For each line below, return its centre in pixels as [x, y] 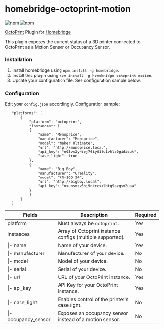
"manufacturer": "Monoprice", [68, 139]
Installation [19, 59]
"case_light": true [58, 156]
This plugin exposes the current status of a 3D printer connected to [73, 41]
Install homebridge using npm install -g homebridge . [66, 70]
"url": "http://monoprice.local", [73, 147]
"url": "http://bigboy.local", [70, 182]
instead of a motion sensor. [89, 319]
